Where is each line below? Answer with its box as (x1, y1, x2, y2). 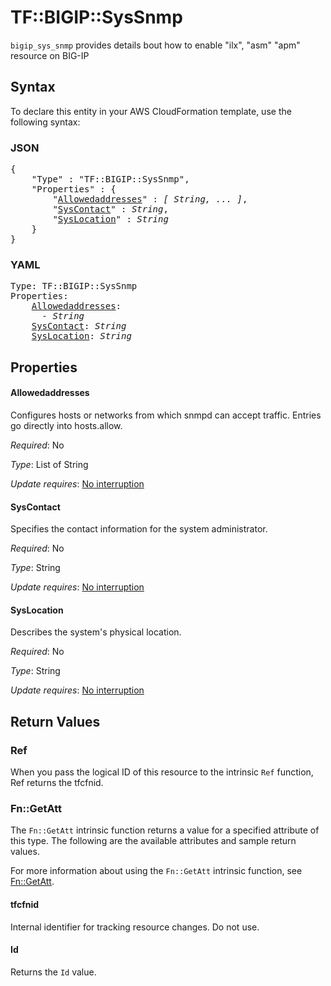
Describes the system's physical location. (10, 626, 182, 638)
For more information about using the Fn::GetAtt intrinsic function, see (10, 865, 303, 877)
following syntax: (10, 116, 81, 128)
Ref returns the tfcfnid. (10, 777, 104, 789)
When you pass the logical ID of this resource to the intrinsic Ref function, (10, 766, 314, 778)
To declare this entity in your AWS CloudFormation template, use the (10, 105, 292, 117)
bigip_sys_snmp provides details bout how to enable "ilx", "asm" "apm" (10, 39, 301, 51)
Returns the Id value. (10, 966, 97, 978)
